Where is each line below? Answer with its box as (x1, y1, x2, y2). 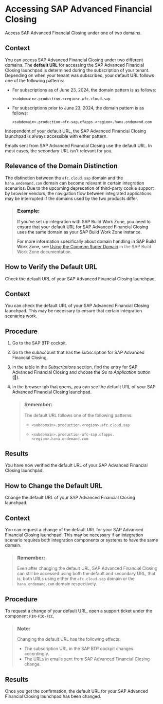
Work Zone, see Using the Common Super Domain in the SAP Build (17, 243, 152, 249)
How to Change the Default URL (5, 482, 103, 490)
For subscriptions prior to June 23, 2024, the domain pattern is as (12, 105, 145, 110)
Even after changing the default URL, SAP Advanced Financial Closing (17, 565, 158, 571)
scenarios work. (5, 313, 37, 319)
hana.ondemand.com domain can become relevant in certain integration (5, 180, 145, 186)
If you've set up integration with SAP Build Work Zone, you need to (17, 218, 151, 224)
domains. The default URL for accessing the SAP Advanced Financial (5, 62, 145, 68)
